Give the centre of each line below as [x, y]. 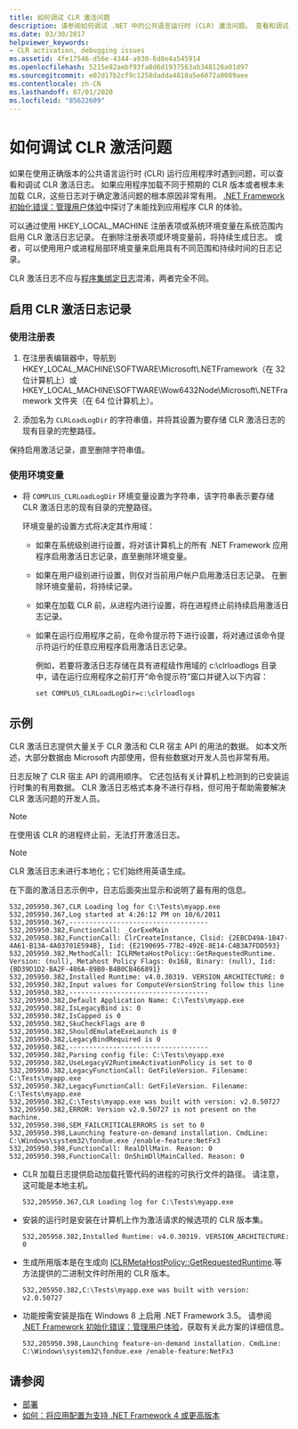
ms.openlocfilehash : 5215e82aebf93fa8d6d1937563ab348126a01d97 [129, 68]
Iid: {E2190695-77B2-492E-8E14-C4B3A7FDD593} [194, 946]
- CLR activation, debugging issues [77, 51]
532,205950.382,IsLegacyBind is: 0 [75, 1008]
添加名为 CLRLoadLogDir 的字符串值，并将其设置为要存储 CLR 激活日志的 [153, 419]
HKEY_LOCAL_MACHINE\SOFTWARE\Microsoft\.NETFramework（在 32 [153, 369]
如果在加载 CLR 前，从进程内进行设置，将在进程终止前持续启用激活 [158, 605]
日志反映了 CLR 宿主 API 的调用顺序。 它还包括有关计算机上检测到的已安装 [145, 776]
